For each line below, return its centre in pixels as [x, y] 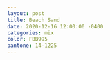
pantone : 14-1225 [32, 46]
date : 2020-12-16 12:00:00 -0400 [55, 26]
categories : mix [30, 33]
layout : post [26, 13]
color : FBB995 [28, 39]
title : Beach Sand [34, 20]
